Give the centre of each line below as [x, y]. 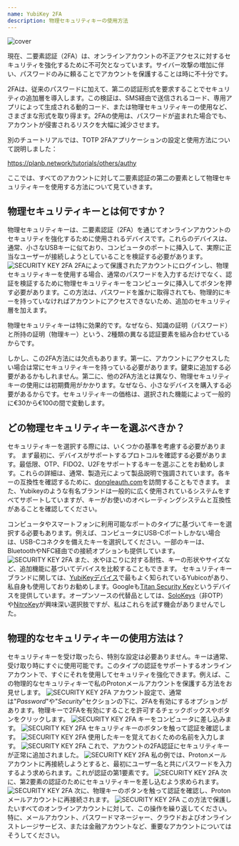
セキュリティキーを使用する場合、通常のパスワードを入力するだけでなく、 [117, 274]
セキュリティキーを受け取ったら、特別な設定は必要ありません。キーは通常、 [119, 656]
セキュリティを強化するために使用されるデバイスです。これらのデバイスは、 [119, 239]
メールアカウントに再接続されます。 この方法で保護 [117, 799]
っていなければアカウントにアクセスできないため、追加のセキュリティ [129, 302]
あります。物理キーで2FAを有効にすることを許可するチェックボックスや [112, 710]
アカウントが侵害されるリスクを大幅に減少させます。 [85, 124]
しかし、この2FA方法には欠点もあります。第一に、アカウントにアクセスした [119, 359]
